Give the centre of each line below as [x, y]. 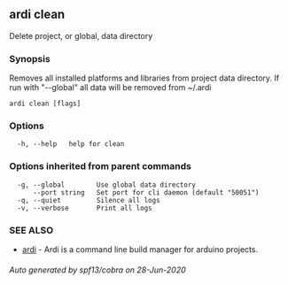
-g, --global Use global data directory [107, 185]
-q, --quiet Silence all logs [89, 200]
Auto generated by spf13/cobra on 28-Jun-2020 [97, 270]
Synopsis [30, 58]
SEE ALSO [31, 230]
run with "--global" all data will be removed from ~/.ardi [110, 88]
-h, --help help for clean [71, 144]
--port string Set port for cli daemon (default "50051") [146, 192]
